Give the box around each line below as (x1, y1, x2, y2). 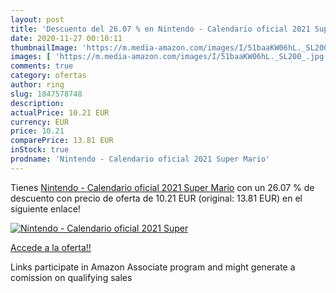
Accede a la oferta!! (10, 241, 92, 253)
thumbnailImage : (10, 42, 78, 53)
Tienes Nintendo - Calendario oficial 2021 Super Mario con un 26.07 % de (10, 181, 315, 193)
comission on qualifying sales (10, 271, 133, 283)
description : (10, 98, 65, 108)
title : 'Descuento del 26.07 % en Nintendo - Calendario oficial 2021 (10, 24, 311, 34)
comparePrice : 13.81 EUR (10, 136, 114, 146)
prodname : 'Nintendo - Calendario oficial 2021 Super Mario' (10, 154, 271, 164)
